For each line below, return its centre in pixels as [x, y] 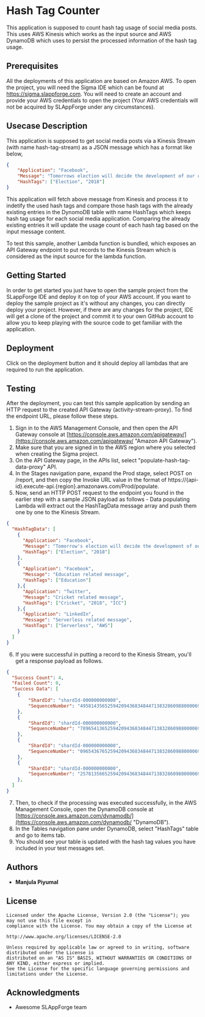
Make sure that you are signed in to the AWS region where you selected [105, 447]
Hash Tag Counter [53, 11]
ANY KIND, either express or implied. [56, 963]
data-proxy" [30, 467]
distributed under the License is [50, 952]
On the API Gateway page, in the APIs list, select [76, 461]
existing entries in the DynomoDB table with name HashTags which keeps [99, 212]
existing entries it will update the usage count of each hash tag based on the [103, 225]
